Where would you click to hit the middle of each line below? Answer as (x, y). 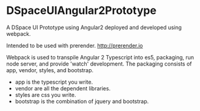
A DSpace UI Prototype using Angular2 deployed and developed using (94, 27)
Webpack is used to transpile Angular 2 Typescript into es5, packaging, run (100, 57)
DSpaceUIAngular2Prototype (81, 11)
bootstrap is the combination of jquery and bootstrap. (82, 101)
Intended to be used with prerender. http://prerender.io (75, 45)
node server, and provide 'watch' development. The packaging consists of (99, 64)
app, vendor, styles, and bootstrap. (50, 70)
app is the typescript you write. (54, 82)
